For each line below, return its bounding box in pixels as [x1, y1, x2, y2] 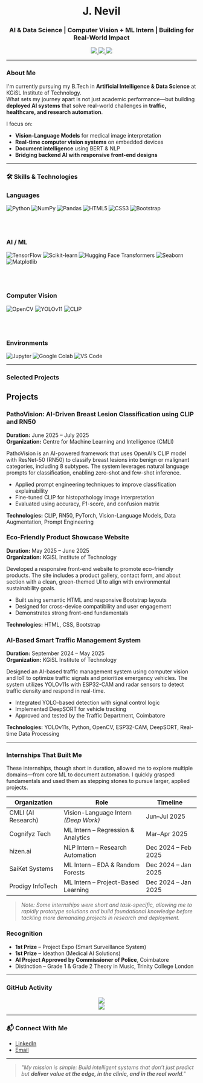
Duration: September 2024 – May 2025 [6, 650, 105, 657]
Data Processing [18, 730, 60, 738]
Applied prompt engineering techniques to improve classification [14, 481, 176, 488]
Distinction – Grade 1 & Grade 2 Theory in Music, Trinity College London [14, 962, 194, 970]
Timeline [156, 798, 183, 807]
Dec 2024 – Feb [146, 844, 192, 852]
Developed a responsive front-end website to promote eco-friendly [6, 565, 174, 572]
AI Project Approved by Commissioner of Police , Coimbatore [14, 956, 169, 963]
